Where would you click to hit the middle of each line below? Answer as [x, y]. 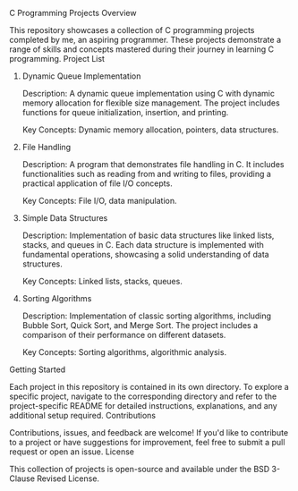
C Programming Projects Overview [73, 13]
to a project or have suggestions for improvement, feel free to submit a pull [147, 442]
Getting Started [38, 369]
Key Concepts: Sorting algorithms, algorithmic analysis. [124, 352]
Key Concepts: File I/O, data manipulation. [99, 201]
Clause [22, 478]
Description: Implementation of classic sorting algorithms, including [146, 316]
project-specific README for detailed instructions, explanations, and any [143, 406]
